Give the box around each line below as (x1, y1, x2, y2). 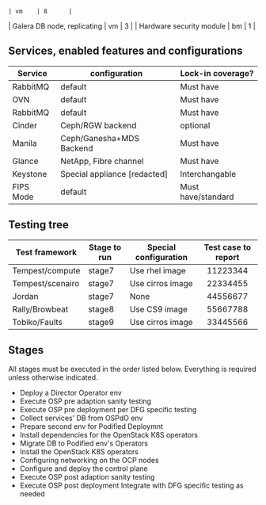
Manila (12, 137, 37, 148)
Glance (12, 155, 39, 166)
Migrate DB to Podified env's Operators (19, 438, 149, 448)
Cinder (12, 120, 38, 131)
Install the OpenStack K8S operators (19, 447, 139, 457)
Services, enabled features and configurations (8, 44, 243, 58)
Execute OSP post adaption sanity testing (19, 472, 155, 482)
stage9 (88, 316, 115, 327)
